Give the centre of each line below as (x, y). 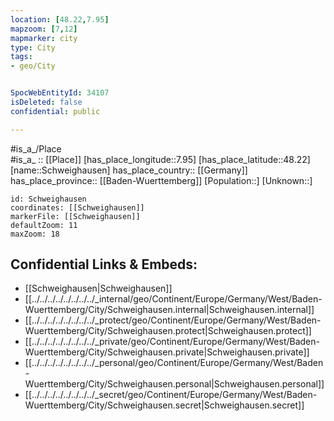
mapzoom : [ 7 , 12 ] (44, 29)
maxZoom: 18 (35, 234)
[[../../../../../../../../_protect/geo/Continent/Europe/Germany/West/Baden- (173, 320)
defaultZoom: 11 (44, 225)
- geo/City (33, 66)
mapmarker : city (44, 38)
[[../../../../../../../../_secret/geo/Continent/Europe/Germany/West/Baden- (171, 395)
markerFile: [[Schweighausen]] (75, 216)
